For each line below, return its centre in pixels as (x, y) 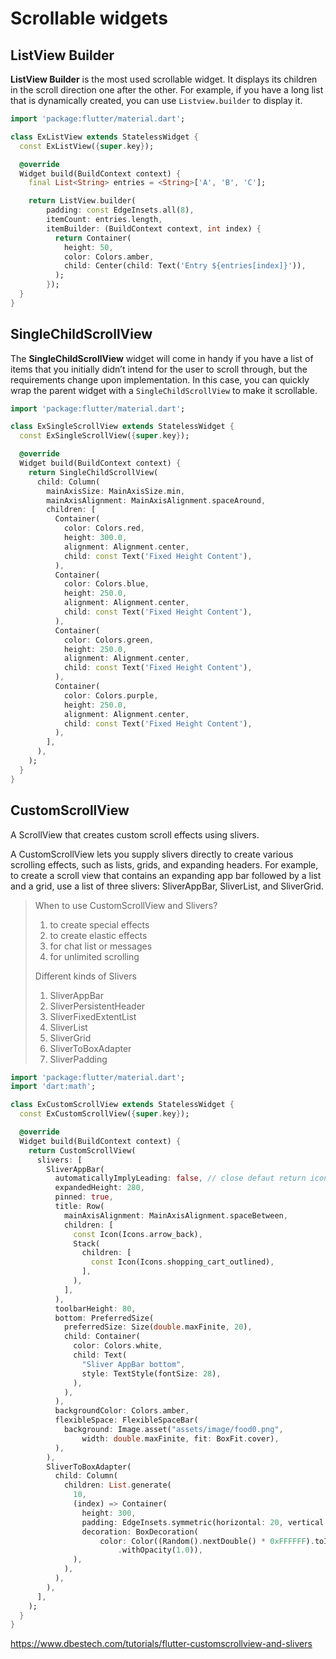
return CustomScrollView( (82, 1150)
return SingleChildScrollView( (93, 472)
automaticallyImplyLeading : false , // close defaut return (180, 1178)
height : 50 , (88, 247)
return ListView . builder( (82, 201)
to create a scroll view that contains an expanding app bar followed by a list (166, 875)
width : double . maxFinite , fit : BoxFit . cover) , (180, 1438)
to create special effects (99, 924)
